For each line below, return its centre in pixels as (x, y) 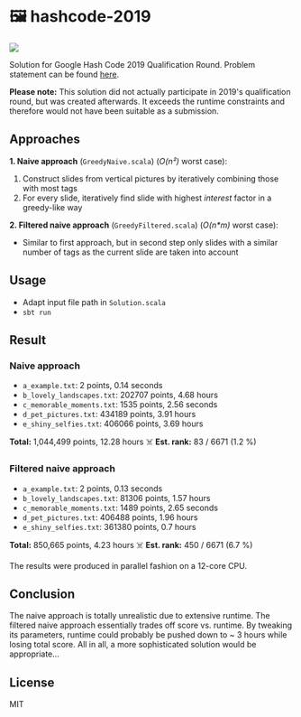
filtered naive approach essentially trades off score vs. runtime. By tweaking (151, 625)
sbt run (36, 312)
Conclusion (42, 594)
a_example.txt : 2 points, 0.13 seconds (92, 489)
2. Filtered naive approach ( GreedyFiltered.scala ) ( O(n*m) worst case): (144, 225)
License (32, 682)
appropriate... (35, 654)
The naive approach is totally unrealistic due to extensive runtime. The (140, 616)
